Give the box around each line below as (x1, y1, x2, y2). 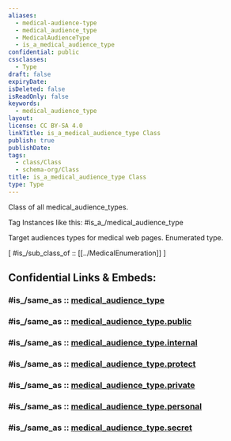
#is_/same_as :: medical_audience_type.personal (8, 401, 203, 412)
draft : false (8, 70, 51, 78)
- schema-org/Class (15, 166, 80, 174)
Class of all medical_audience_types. (8, 202, 129, 212)
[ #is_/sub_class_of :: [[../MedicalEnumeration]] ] (8, 248, 166, 258)
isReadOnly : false (8, 92, 69, 100)
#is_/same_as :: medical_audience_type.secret (8, 422, 192, 433)
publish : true (8, 136, 55, 145)
